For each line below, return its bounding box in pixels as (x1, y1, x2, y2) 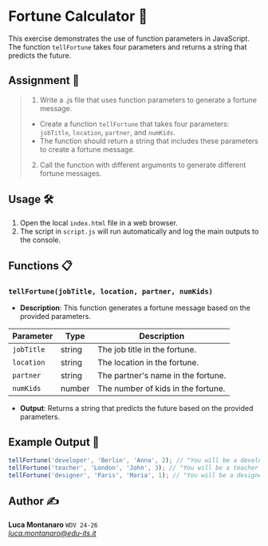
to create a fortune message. (39, 144, 136, 154)
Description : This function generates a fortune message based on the (19, 303, 251, 313)
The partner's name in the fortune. (97, 370, 227, 381)
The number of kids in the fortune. (97, 383, 226, 394)
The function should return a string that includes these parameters (39, 136, 259, 145)
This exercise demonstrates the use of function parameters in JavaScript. (8, 34, 250, 43)
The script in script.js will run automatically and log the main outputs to (19, 226, 259, 236)
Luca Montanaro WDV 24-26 (8, 520, 98, 529)
